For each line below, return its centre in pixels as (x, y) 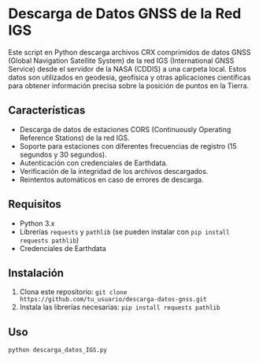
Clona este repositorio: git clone (73, 292)
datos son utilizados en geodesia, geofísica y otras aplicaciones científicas (129, 77)
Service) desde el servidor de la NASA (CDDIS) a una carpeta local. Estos (127, 68)
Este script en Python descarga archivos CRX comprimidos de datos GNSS (129, 52)
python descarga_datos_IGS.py (58, 350)
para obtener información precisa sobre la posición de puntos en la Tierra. (129, 85)
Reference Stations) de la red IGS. (74, 138)
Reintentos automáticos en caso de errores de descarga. (111, 179)
